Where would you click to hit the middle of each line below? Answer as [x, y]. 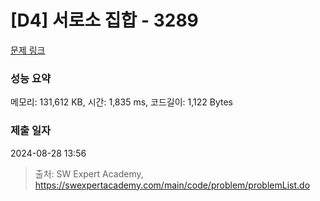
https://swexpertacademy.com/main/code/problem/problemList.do [172, 185]
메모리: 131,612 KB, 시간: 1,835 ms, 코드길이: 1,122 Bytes [121, 102]
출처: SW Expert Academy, [89, 173]
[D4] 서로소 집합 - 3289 [104, 20]
